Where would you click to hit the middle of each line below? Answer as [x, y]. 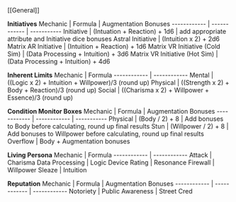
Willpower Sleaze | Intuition [47, 170]
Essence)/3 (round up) [40, 97]
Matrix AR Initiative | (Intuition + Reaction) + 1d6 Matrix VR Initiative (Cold [114, 46]
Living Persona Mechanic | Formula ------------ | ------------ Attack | [110, 155]
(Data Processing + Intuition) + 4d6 [59, 61]
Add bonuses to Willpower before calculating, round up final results [106, 134]
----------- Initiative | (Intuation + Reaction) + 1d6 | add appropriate [128, 31]
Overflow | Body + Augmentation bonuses [69, 141]
